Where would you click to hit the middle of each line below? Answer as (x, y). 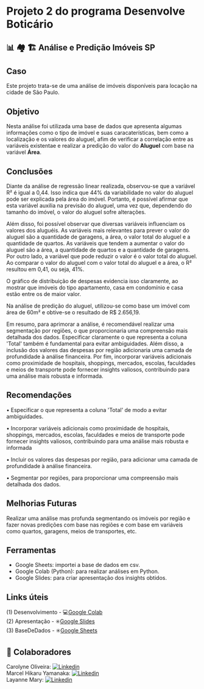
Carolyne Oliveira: (29, 667)
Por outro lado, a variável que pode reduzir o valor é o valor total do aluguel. (102, 256)
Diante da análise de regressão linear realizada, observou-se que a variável (101, 186)
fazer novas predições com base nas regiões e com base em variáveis (95, 525)
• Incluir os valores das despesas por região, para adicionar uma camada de (102, 460)
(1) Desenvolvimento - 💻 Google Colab (55, 612)
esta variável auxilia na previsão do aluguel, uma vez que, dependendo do (99, 206)
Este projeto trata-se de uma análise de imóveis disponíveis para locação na (102, 86)
